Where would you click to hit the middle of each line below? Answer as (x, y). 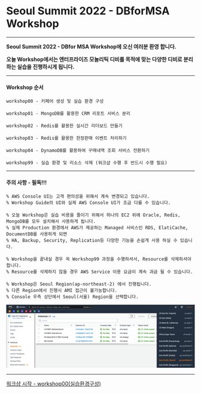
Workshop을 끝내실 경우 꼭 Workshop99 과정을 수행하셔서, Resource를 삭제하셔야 (101, 259)
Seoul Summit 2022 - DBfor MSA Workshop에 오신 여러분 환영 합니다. (91, 47)
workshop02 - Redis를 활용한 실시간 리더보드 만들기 (64, 126)
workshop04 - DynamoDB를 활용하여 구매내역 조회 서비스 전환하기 (78, 151)
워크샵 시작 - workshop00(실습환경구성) (54, 383)
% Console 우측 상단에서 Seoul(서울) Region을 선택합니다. (72, 297)
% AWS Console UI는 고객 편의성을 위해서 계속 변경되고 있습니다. (78, 196)
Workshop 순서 (25, 87)
